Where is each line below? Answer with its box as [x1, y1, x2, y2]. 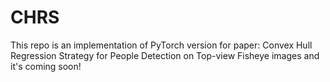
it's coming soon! [10, 60, 82, 72]
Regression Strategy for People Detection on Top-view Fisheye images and [10, 49, 320, 61]
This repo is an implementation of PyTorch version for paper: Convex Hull [10, 39, 313, 51]
